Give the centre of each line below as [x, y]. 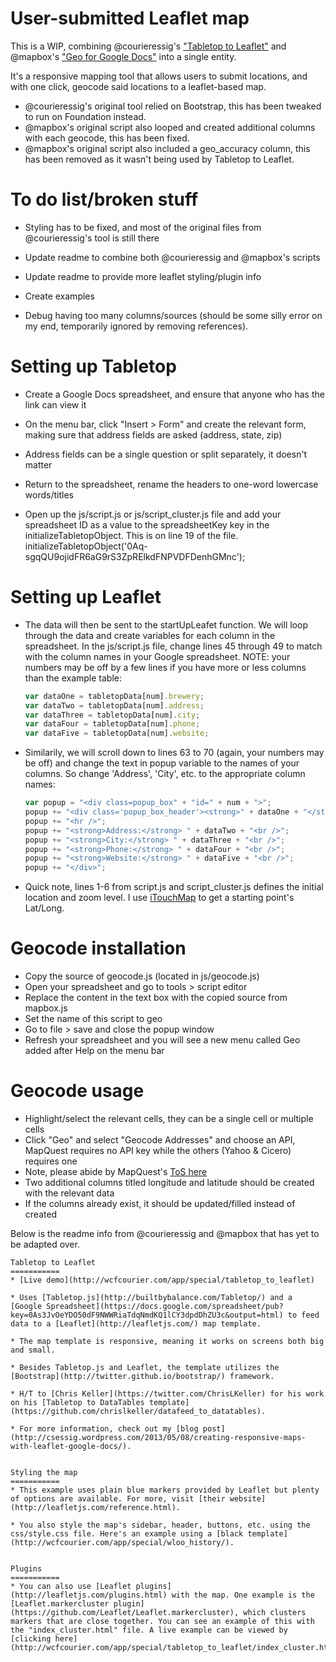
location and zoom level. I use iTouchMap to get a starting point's [159, 898]
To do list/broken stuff [104, 199]
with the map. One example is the [243, 1595]
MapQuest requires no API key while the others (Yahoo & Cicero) [158, 1150]
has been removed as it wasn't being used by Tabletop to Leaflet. [159, 159]
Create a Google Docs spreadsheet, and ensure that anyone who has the [174, 394]
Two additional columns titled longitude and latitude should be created [169, 1182]
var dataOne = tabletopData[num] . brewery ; [114, 696]
